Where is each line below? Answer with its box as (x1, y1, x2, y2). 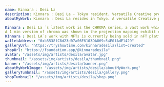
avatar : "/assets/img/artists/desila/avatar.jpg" (5, 52, 108, 57)
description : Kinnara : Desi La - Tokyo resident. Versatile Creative (5, 12, 152, 17)
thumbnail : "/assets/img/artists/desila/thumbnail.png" (5, 56, 121, 61)
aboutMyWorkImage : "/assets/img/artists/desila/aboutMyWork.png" (5, 66, 141, 70)
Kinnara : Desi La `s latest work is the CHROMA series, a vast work (5, 25, 150, 30)
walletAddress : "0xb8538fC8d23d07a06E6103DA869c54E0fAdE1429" (5, 38, 134, 44)
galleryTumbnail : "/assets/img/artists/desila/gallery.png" (5, 70, 130, 75)
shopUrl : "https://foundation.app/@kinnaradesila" (5, 47, 110, 52)
